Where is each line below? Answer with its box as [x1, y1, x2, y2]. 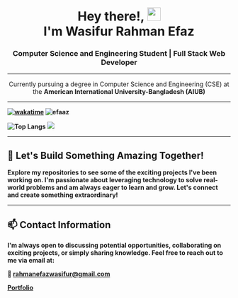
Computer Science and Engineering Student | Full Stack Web [12, 49, 226, 59]
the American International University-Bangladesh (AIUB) [33, 88, 205, 96]
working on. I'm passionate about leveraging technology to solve [7, 176, 203, 184]
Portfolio [7, 283, 34, 292]
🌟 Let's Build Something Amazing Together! [7, 149, 204, 162]
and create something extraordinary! [7, 191, 118, 199]
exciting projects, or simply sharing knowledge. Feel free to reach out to [7, 249, 223, 257]
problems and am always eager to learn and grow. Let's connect [25, 184, 218, 192]
